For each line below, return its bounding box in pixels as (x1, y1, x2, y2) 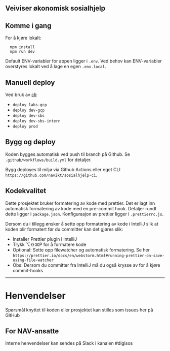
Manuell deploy (5, 78, 55, 87)
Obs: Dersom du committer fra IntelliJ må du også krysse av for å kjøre (12, 262, 160, 268)
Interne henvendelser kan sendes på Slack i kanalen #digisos (5, 340, 133, 346)
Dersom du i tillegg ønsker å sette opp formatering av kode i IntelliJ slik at (5, 220, 158, 227)
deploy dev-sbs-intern (12, 119, 61, 124)
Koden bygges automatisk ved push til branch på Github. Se (5, 151, 131, 157)
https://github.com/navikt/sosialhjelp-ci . (5, 172, 98, 178)
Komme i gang (5, 21, 52, 30)
